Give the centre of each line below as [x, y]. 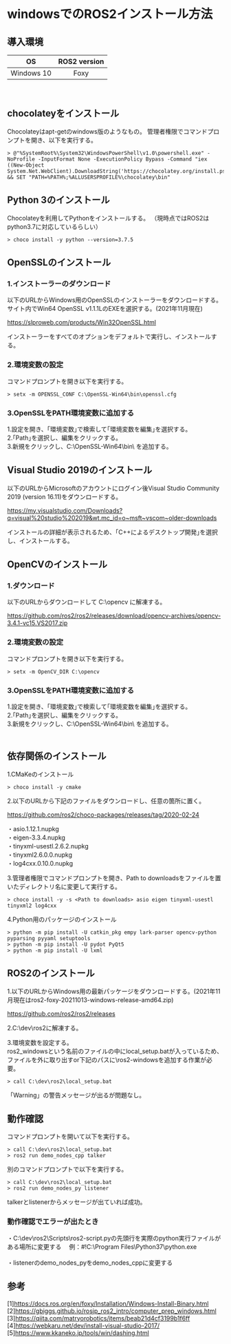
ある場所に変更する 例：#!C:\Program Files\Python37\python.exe [102, 1246]
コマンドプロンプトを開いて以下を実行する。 [70, 1137]
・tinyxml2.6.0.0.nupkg [40, 855]
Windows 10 [31, 73]
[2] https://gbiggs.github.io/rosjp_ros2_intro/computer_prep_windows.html [112, 1311]
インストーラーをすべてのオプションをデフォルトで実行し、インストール [109, 337]
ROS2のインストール [51, 974]
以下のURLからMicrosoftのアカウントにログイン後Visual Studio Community [113, 488]
